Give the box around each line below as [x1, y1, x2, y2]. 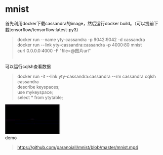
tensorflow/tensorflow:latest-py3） [9, 26, 81, 33]
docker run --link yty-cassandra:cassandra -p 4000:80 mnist [17, 42, 142, 48]
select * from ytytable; [17, 94, 63, 100]
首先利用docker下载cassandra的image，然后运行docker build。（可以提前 [5, 20, 154, 26]
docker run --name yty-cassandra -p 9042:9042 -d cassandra [17, 36, 145, 43]
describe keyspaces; [17, 84, 60, 90]
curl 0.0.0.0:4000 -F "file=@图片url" [17, 48, 91, 53]
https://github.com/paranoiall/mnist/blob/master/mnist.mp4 [17, 144, 138, 150]
